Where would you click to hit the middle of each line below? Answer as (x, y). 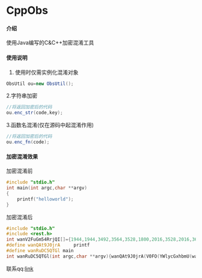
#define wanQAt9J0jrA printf (48, 245)
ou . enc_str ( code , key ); (35, 113)
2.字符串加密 (22, 96)
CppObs (27, 11)
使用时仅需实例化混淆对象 (47, 72)
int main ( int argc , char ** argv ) (47, 188)
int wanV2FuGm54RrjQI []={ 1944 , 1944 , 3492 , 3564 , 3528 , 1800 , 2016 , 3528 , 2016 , (99, 239)
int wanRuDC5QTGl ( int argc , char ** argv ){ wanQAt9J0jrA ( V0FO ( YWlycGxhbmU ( (99, 256)
